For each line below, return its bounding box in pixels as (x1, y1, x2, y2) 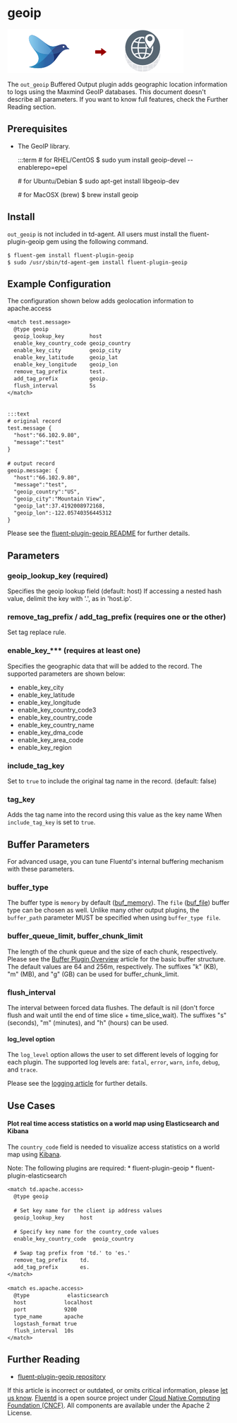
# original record (7, 418, 61, 425)
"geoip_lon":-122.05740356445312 (13, 510, 112, 517)
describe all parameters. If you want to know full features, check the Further (7, 95, 229, 103)
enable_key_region (17, 743, 72, 751)
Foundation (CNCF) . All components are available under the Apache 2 (7, 1401, 210, 1410)
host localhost (13, 1299, 93, 1306)
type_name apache (13, 1313, 83, 1320)
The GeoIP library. (17, 141, 71, 150)
